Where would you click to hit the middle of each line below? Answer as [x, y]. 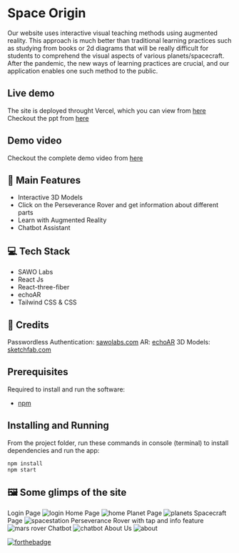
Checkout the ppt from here [48, 118]
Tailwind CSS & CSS [47, 302]
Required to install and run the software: [66, 389]
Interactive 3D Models [50, 197]
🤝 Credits [29, 325]
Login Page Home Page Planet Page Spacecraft [117, 513]
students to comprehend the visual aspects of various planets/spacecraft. [116, 56]
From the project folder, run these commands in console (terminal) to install [118, 443]
